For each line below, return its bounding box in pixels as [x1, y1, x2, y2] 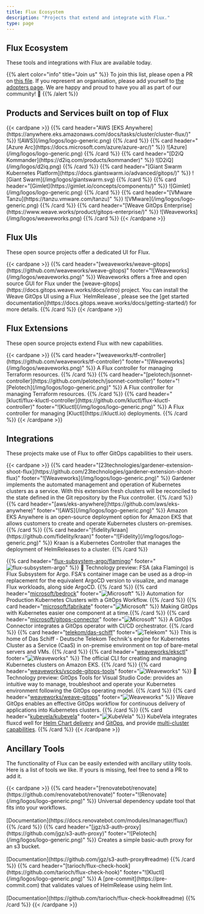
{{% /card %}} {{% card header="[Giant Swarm [63, 163, 183, 170]
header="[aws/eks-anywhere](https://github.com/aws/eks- [30, 500, 180, 508]
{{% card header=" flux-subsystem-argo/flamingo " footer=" [6, 558, 156, 565]
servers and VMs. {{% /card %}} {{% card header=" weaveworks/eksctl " [6, 648, 188, 656]
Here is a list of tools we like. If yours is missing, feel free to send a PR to [6, 766, 189, 774]
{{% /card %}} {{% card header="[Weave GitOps [40, 202, 163, 209]
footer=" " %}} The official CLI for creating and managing [6, 654, 187, 662]
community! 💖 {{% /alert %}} [6, 90, 79, 97]
